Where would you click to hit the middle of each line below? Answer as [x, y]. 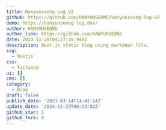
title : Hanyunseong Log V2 [40, 12]
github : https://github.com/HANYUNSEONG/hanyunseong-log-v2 [83, 17]
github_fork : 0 [25, 117]
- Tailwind [25, 67]
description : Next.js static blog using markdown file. [78, 46]
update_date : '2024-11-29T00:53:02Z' [54, 106]
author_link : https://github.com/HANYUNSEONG [64, 34]
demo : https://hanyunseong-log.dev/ [52, 23]
